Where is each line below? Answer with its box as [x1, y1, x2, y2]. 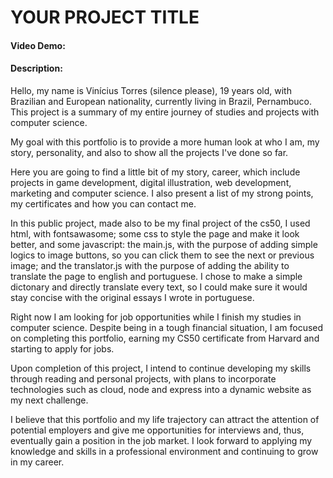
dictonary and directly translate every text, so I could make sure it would [10, 281, 308, 293]
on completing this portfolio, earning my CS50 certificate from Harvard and [10, 332, 320, 344]
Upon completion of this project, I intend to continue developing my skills [10, 362, 312, 374]
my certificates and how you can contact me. [10, 197, 197, 210]
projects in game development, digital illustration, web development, [10, 176, 292, 188]
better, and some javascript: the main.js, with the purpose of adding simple [10, 238, 318, 250]
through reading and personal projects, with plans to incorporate [10, 372, 277, 385]
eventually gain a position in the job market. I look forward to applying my [10, 434, 313, 446]
